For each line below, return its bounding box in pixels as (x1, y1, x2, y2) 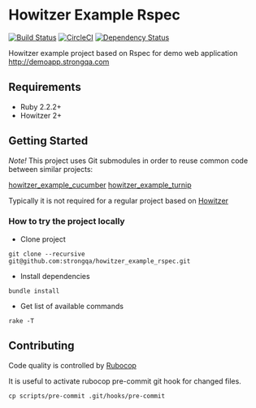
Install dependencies (20, 271, 91, 281)
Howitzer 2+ (20, 110, 63, 120)
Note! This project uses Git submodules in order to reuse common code (8, 156, 249, 165)
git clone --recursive (8, 250, 85, 258)
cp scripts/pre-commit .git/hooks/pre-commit (8, 392, 165, 400)
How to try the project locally (8, 216, 125, 227)
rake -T (8, 316, 35, 325)
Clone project (20, 234, 67, 244)
